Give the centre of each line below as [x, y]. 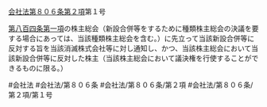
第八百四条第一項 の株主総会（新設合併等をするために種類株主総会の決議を [130, 29]
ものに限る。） [44, 68]
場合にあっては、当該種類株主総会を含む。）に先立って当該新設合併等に [138, 38]
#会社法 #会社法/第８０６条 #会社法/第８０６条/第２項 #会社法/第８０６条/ [131, 85]
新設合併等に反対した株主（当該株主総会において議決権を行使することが [133, 58]
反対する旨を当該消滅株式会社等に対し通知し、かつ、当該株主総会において [130, 48]
